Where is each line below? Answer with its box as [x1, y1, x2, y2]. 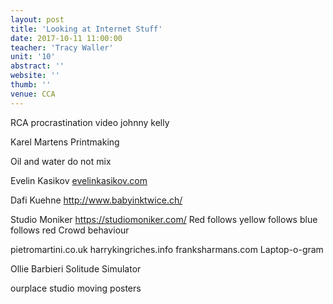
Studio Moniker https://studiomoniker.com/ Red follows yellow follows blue [10, 213, 318, 225]
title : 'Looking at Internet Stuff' [10, 24, 163, 34]
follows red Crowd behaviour [10, 224, 130, 236]
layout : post [10, 14, 65, 25]
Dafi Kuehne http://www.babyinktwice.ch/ [10, 194, 183, 206]
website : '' [10, 71, 60, 81]
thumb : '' [10, 80, 52, 90]
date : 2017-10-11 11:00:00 [10, 33, 123, 43]
